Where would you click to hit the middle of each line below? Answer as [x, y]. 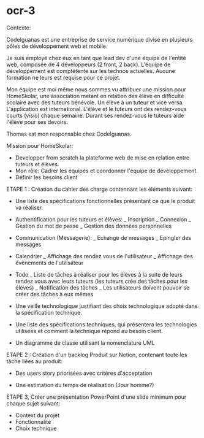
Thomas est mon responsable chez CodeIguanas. [69, 134]
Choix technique [36, 428]
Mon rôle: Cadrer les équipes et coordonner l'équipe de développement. [106, 171]
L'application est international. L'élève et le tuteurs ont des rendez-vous [96, 109]
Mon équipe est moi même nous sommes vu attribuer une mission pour [96, 89]
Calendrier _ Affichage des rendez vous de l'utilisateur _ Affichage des [104, 256]
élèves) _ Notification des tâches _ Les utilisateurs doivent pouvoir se [102, 287]
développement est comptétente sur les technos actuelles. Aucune [91, 71]
